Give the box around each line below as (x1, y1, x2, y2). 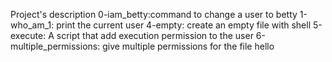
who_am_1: (10, 19, 55, 31)
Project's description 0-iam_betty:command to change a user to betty (10, 9, 298, 20)
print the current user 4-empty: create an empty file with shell (56, 19, 312, 31)
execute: (10, 30, 47, 41)
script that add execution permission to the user (56, 30, 254, 41)
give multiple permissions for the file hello (102, 40, 275, 52)
